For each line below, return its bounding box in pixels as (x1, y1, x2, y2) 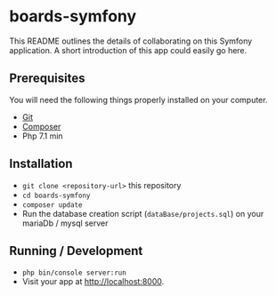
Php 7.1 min (21, 131, 64, 141)
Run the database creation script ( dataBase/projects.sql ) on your (21, 208, 264, 219)
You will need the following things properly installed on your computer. (9, 94, 268, 105)
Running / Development (9, 243, 143, 259)
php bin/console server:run (21, 268, 126, 277)
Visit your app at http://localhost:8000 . (21, 276, 165, 287)
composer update (21, 200, 83, 210)
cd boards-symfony (21, 191, 91, 200)
